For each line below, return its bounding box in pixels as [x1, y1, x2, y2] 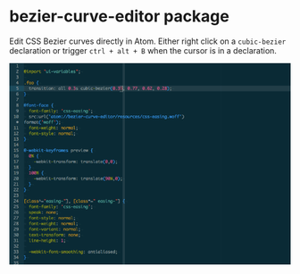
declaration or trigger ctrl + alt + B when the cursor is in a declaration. [9, 45, 277, 55]
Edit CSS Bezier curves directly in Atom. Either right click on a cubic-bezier [9, 36, 287, 46]
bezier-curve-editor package [9, 6, 229, 27]
